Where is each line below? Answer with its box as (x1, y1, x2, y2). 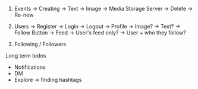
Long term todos (5, 52, 46, 59)
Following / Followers (14, 41, 67, 47)
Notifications (14, 63, 46, 71)
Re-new (14, 11, 34, 18)
